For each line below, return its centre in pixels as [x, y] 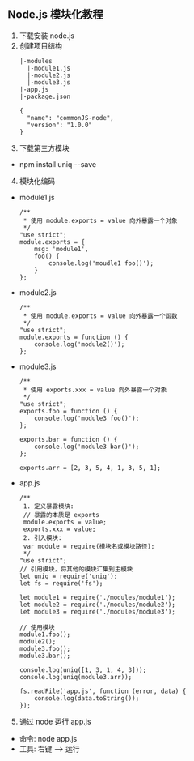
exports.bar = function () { [68, 439]
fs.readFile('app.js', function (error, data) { [103, 691]
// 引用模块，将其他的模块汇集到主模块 [76, 569]
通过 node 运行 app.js [55, 721]
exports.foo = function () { [68, 411]
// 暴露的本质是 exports [61, 515]
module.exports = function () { [74, 337]
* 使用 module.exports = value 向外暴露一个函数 [101, 316]
